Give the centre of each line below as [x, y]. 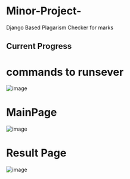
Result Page [36, 153]
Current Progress [39, 46]
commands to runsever [65, 72]
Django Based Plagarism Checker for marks [60, 27]
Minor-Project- [44, 11]
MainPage [32, 112]
